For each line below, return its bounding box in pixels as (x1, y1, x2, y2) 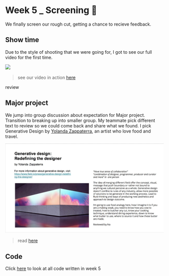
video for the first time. (5, 54, 53, 60)
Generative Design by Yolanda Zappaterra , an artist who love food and (5, 128, 151, 134)
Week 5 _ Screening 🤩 (5, 5, 97, 16)
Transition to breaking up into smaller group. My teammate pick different (5, 117, 155, 123)
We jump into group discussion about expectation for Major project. (5, 112, 145, 118)
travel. (5, 133, 19, 140)
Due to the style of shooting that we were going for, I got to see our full (5, 49, 152, 55)
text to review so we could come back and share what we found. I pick (5, 122, 151, 128)
